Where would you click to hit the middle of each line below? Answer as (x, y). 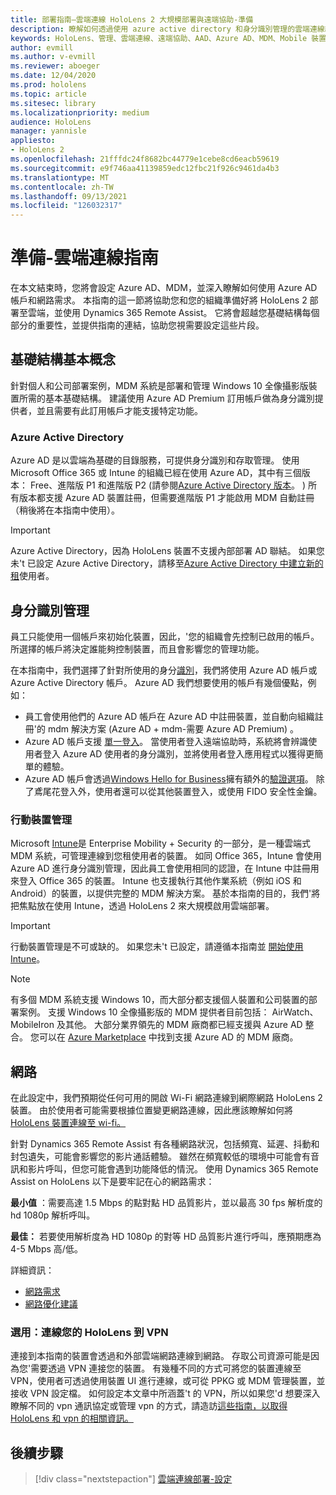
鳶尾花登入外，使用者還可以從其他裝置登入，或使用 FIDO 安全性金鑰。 (178, 791)
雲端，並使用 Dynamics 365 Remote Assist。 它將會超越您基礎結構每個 (173, 313)
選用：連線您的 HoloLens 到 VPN (89, 1333)
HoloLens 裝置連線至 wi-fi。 (68, 1123)
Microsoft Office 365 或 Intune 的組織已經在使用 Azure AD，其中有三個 (156, 473)
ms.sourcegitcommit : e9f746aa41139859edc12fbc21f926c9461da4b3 (145, 168)
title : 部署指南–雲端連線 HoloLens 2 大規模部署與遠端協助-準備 (132, 19)
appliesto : (33, 141)
